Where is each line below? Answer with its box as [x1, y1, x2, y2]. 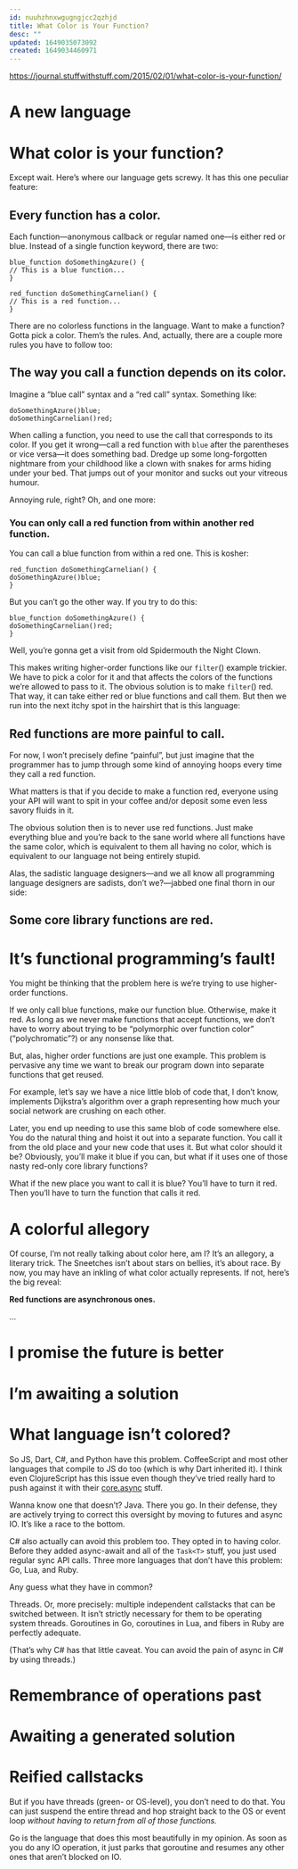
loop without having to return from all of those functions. [9, 1815, 218, 1825]
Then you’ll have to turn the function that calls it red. [9, 1187, 201, 1198]
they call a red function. [9, 768, 96, 779]
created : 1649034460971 [9, 46, 98, 55]
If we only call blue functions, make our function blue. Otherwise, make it [9, 1005, 278, 1015]
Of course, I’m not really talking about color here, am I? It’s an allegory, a [9, 1248, 274, 1259]
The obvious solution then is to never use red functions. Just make [9, 822, 254, 832]
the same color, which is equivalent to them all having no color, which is [9, 840, 272, 852]
